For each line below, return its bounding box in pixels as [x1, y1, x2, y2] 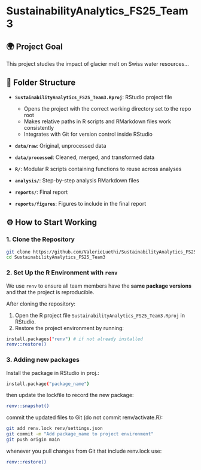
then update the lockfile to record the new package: [6, 392, 134, 399]
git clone [6, 249, 31, 255]
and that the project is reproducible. [6, 288, 95, 295]
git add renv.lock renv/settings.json [6, 426, 103, 432]
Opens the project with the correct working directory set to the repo [23, 105, 191, 112]
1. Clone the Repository [6, 235, 75, 243]
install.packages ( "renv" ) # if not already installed [6, 336, 144, 342]
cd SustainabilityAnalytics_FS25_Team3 [6, 254, 106, 261]
